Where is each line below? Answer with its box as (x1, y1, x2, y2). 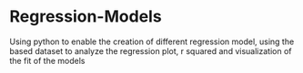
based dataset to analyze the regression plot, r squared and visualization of (9, 45, 292, 56)
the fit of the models (9, 55, 86, 66)
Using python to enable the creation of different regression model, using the (9, 36, 295, 47)
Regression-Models (9, 6, 162, 27)
